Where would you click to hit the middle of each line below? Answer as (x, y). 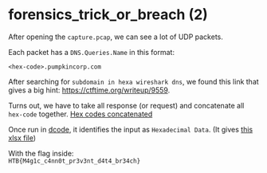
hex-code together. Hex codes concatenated (80, 114)
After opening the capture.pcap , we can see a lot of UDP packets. (116, 37)
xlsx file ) (22, 138)
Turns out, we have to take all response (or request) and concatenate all (126, 105)
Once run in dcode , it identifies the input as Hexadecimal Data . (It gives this (131, 129)
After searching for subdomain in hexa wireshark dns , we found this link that (133, 81)
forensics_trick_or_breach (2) (108, 15)
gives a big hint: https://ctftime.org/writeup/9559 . (89, 90)
